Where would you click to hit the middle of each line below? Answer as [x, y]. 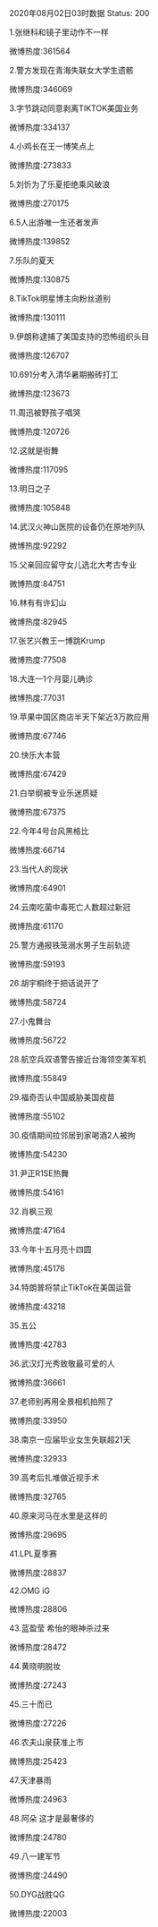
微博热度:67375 [38, 812]
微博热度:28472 [38, 1647]
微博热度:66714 [37, 850]
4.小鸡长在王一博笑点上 [52, 146]
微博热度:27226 [38, 1723]
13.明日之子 [30, 489]
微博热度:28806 [38, 1609]
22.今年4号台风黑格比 [49, 831]
